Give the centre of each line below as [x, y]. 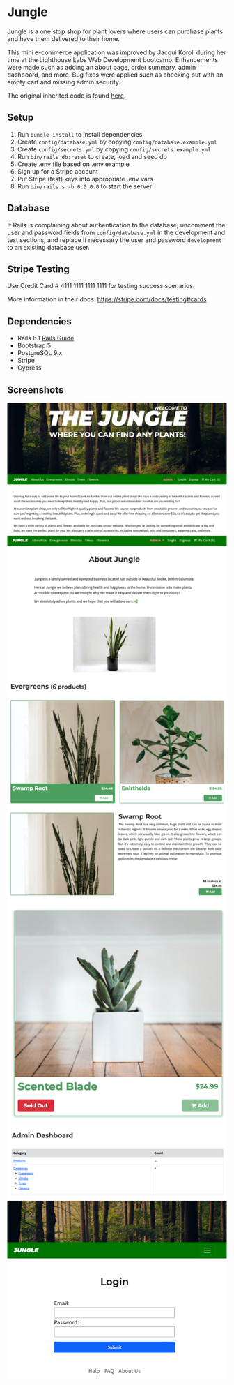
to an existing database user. [49, 247]
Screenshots [36, 390]
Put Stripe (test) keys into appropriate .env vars [85, 179]
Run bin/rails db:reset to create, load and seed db [92, 156]
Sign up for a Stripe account [58, 171]
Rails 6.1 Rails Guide [46, 338]
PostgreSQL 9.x [40, 353]
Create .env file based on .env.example [73, 164]
